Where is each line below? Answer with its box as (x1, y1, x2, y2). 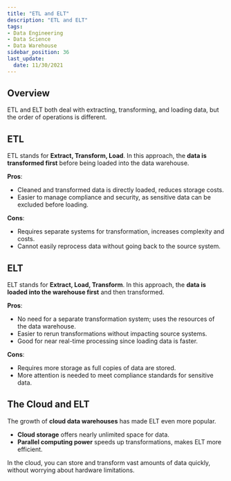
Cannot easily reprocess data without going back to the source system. (17, 242, 221, 250)
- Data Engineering (7, 29, 64, 37)
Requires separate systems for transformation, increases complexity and (17, 227, 225, 236)
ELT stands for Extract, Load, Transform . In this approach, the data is (7, 281, 206, 289)
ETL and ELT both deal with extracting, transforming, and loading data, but (7, 105, 219, 114)
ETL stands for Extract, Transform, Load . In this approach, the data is (7, 152, 207, 160)
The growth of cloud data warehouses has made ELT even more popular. (7, 417, 216, 425)
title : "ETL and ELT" (7, 10, 70, 17)
